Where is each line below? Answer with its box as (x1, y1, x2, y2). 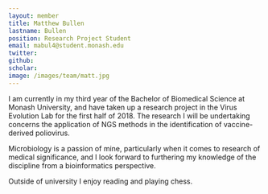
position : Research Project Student (8, 34, 131, 43)
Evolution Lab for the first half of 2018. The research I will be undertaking (8, 110, 251, 121)
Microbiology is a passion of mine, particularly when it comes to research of (8, 143, 261, 153)
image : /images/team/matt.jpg (8, 72, 110, 80)
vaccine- (223, 119, 254, 129)
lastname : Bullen (8, 27, 67, 35)
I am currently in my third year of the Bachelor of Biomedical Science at (8, 93, 245, 103)
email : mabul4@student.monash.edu (8, 42, 125, 50)
